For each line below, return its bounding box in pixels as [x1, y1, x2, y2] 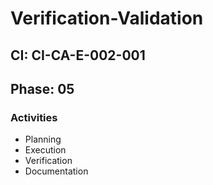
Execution [24, 144, 67, 156]
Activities [10, 110, 58, 124]
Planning [24, 133, 62, 146]
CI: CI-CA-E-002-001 [10, 47, 146, 64]
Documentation [24, 165, 89, 177]
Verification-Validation [10, 7, 204, 30]
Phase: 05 [10, 80, 75, 97]
